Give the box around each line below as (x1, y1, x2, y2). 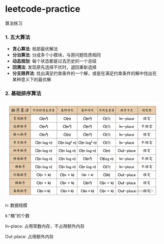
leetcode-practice (5, 3, 81, 15)
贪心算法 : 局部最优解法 (12, 46, 58, 52)
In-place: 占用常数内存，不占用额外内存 (5, 223, 85, 229)
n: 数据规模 (5, 202, 28, 208)
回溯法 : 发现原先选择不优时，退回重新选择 (12, 64, 97, 70)
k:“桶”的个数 (5, 213, 30, 219)
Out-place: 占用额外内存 (5, 234, 54, 240)
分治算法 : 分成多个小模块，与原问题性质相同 (12, 52, 101, 58)
